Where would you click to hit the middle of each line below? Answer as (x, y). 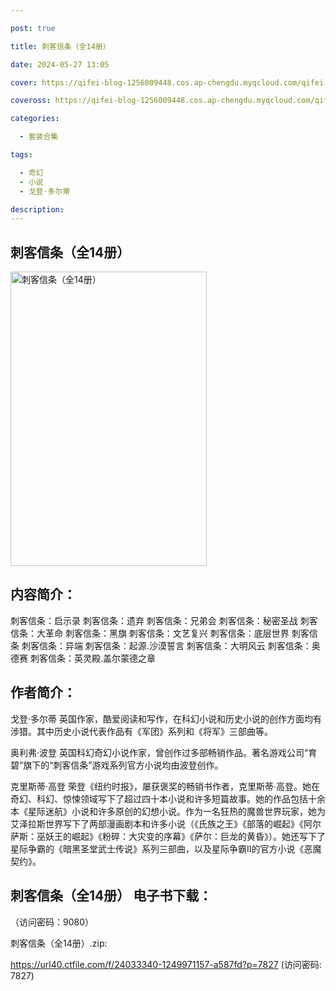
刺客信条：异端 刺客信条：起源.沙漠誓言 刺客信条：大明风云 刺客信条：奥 (171, 645)
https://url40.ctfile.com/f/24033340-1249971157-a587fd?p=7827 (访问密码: (166, 964)
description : (37, 209)
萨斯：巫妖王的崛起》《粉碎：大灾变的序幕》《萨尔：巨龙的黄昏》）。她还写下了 (168, 836)
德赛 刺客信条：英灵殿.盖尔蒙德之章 (83, 658)
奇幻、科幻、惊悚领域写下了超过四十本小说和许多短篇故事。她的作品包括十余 (168, 798)
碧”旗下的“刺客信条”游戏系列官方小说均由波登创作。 (117, 765)
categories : (35, 119)
